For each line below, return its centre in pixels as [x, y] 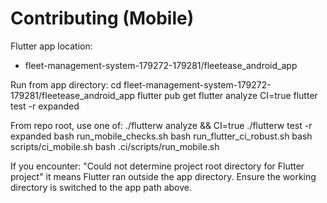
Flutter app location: [51, 46]
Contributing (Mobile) [102, 18]
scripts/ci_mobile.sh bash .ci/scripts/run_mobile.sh [115, 146]
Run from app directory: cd [66, 84]
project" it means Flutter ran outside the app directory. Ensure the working [163, 176]
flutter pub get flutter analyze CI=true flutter [227, 95]
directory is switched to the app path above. [101, 187]
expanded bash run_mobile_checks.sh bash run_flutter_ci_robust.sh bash [161, 136]
